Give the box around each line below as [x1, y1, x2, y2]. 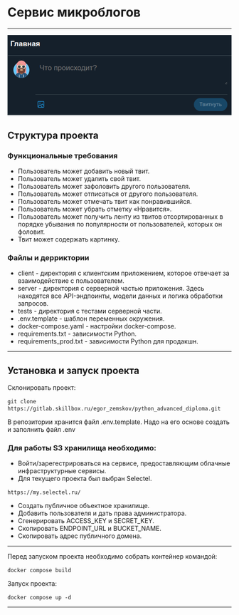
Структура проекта [7, 129, 99, 141]
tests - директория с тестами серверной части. [17, 307, 162, 316]
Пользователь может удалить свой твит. [17, 174, 141, 182]
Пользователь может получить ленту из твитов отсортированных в [17, 212, 223, 221]
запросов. [17, 299, 49, 308]
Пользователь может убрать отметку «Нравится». [17, 205, 172, 213]
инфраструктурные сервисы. [17, 467, 107, 475]
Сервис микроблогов [7, 4, 141, 21]
